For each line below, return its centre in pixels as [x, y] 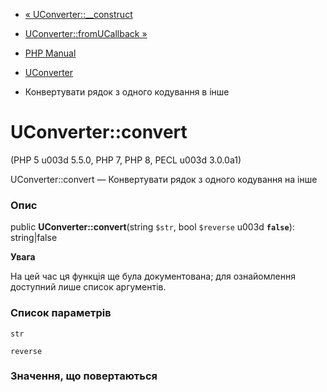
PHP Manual [50, 53]
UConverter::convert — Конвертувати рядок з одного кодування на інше [164, 179]
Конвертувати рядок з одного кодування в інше [127, 92]
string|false [34, 238]
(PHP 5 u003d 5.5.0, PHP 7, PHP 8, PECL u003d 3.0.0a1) [126, 160]
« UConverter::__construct [78, 14]
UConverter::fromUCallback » [86, 33]
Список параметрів [61, 313]
